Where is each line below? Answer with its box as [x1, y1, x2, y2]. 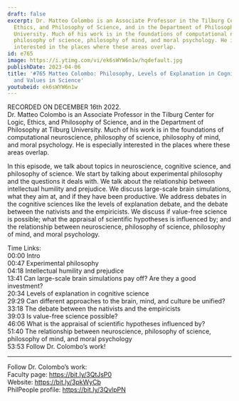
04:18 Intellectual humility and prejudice [7, 266, 124, 275]
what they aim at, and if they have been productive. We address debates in [7, 192, 227, 201]
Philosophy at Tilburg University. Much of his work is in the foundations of [7, 125, 224, 134]
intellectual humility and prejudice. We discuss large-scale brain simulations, [7, 184, 231, 193]
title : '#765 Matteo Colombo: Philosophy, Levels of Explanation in [7, 70, 215, 77]
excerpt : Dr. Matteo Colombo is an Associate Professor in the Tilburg [7, 17, 224, 24]
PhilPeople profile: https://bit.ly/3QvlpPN [7, 385, 127, 394]
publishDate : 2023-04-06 [7, 63, 81, 71]
